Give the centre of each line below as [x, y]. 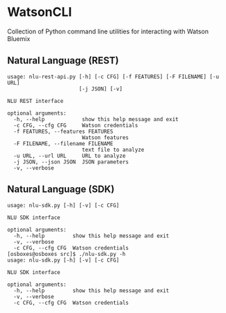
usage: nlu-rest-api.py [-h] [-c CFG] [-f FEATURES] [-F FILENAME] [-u [113, 77]
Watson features [105, 137]
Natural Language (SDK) [61, 190]
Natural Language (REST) [63, 61]
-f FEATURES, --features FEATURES [63, 131]
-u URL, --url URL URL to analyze [70, 156]
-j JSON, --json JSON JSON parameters [71, 162]
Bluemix [19, 38]
